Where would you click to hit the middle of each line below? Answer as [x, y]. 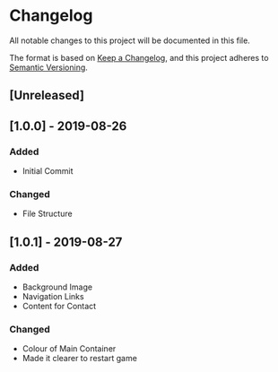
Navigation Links [53, 296]
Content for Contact [59, 306]
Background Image [57, 287]
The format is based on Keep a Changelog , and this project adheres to [139, 57]
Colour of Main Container [69, 349]
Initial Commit [48, 171]
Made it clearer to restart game [79, 359]
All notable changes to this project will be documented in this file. [130, 40]
